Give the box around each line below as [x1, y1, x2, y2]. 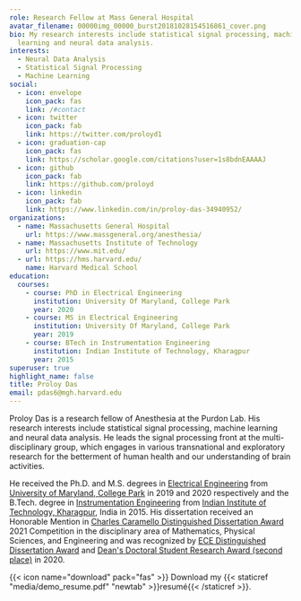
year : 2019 [32, 330, 74, 339]
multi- [262, 432, 285, 442]
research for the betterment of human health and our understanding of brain [9, 451, 291, 462]
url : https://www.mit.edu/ [25, 247, 126, 256]
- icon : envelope [17, 88, 82, 97]
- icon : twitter [17, 113, 78, 122]
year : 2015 [32, 355, 74, 364]
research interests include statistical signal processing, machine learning [9, 422, 278, 433]
